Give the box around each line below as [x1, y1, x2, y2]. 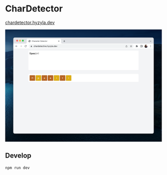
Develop [5, 152, 31, 160]
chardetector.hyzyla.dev [5, 19, 55, 25]
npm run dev [5, 165, 30, 170]
